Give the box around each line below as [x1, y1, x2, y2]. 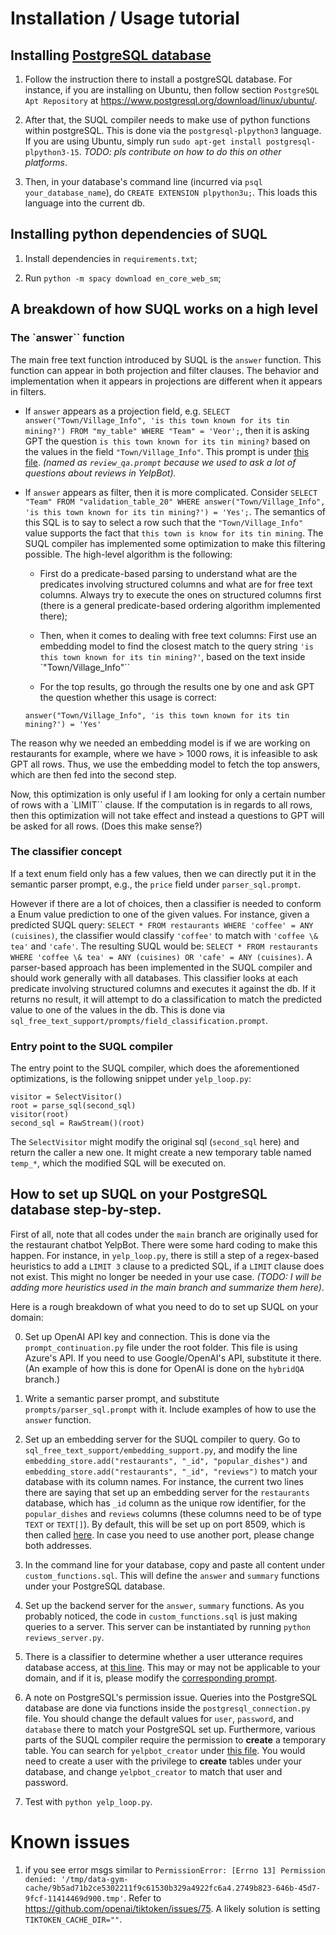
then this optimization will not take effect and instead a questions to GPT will [10, 809, 325, 821]
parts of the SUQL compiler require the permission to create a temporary [24, 1733, 326, 1746]
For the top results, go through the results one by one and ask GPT [39, 680, 315, 692]
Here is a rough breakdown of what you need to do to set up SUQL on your [10, 1300, 319, 1312]
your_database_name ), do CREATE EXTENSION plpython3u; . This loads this [24, 187, 318, 198]
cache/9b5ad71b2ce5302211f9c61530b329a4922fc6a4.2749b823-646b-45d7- [24, 1883, 322, 1893]
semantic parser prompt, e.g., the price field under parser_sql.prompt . [10, 878, 302, 890]
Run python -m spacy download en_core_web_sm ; [24, 272, 222, 284]
